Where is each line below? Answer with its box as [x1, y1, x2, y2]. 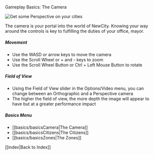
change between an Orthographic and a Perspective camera [12, 90, 134, 97]
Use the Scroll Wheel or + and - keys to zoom [12, 57, 103, 62]
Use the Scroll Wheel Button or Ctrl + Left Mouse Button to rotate [12, 62, 142, 68]
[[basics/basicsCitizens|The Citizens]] [12, 129, 89, 136]
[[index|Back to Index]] [5, 144, 51, 150]
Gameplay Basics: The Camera [5, 4, 67, 10]
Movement [5, 39, 28, 45]
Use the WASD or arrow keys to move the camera [12, 51, 112, 58]
